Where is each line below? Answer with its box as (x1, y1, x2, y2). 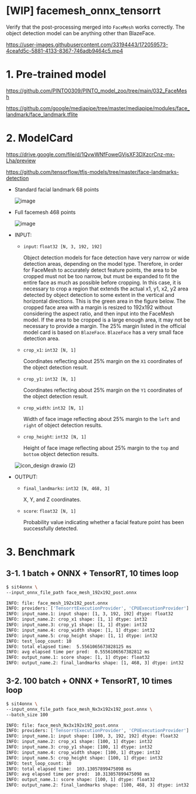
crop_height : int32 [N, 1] (23, 433, 87, 440)
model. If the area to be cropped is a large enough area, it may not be (23, 316, 190, 323)
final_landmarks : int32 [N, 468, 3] (23, 484, 110, 491)
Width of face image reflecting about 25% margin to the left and (23, 415, 180, 422)
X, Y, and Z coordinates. (23, 496, 82, 503)
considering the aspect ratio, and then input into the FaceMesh (23, 310, 175, 317)
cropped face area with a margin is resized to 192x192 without (23, 303, 173, 311)
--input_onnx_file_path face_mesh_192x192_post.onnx (6, 590, 137, 595)
